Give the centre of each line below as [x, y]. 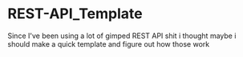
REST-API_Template [75, 14]
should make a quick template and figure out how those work [109, 44]
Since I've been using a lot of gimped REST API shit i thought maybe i [122, 36]
